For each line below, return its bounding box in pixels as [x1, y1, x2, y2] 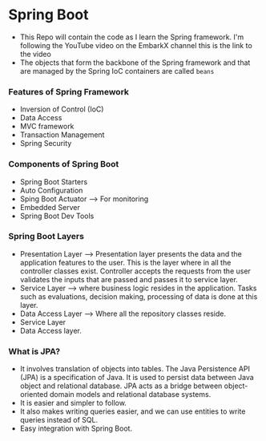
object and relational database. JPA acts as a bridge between [19, 381, 223, 390]
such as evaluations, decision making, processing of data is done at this [19, 291, 258, 301]
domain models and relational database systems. [49, 390, 212, 399]
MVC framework [19, 122, 75, 131]
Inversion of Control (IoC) [19, 104, 104, 114]
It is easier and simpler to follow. [19, 399, 127, 408]
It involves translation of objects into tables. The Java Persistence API [19, 364, 251, 374]
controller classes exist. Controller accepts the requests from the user [19, 266, 251, 276]
